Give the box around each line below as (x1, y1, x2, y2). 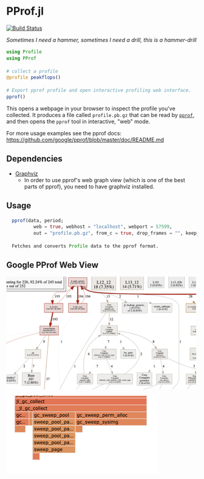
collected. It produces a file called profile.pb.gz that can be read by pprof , (6, 111, 195, 118)
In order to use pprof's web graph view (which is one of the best (24, 176, 185, 183)
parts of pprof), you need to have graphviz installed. (24, 183, 155, 190)
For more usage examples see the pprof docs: (6, 129, 122, 137)
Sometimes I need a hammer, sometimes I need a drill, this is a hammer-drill (6, 36, 197, 43)
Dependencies (6, 154, 63, 164)
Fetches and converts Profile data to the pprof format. (12, 243, 159, 249)
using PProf (6, 55, 36, 62)
